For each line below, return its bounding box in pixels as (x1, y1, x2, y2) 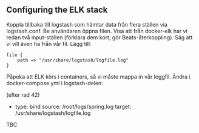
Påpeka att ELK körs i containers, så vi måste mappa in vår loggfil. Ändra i (6, 73, 191, 80)
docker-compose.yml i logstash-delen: (6, 79, 103, 86)
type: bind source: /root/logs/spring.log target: (15, 103, 132, 110)
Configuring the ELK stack (6, 5, 108, 15)
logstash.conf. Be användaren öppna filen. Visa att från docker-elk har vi (6, 27, 188, 34)
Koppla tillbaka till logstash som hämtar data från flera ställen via (6, 21, 168, 28)
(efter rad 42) (6, 91, 40, 99)
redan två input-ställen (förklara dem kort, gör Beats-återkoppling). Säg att (6, 33, 193, 41)
